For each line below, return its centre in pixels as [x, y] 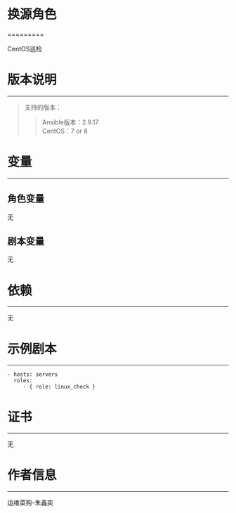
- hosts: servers [33, 375]
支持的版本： [43, 107]
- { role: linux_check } [59, 387]
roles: [23, 381]
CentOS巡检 [25, 48]
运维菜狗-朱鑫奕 [31, 502]
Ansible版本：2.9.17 [70, 122]
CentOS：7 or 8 [65, 131]
